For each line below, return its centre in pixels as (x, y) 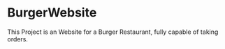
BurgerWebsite (52, 13)
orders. (17, 39)
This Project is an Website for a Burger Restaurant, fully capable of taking (113, 32)
